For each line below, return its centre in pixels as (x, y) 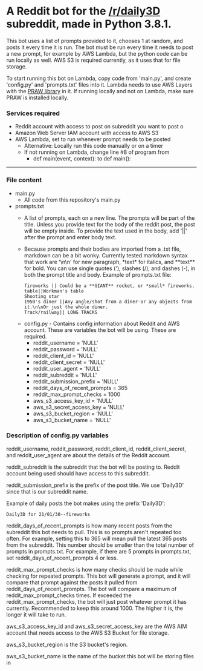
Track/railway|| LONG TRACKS (61, 312)
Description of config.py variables (57, 435)
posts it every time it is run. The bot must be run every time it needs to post (100, 47)
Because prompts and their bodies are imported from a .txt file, (102, 249)
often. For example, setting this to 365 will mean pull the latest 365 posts (97, 538)
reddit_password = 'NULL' (66, 349)
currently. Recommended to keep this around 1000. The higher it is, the (95, 608)
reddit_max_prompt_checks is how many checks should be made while (95, 569)
